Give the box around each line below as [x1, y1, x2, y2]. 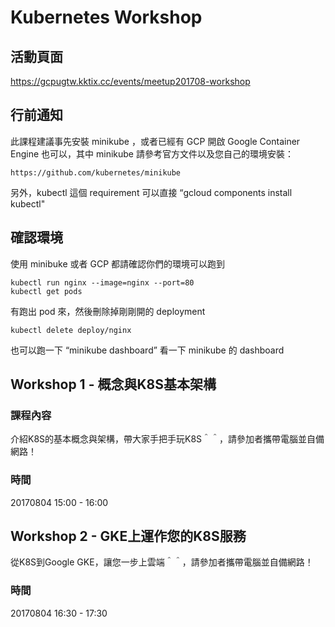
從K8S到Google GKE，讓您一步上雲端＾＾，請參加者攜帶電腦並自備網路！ [10, 556, 314, 568]
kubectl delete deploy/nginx [10, 325, 132, 335]
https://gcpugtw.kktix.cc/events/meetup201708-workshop [10, 76, 251, 87]
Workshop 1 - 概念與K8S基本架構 [10, 376, 217, 393]
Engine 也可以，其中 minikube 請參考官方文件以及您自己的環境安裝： [10, 147, 294, 160]
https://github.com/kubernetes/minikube [10, 167, 182, 178]
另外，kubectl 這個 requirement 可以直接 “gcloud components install [10, 186, 293, 198]
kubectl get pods [10, 286, 83, 296]
